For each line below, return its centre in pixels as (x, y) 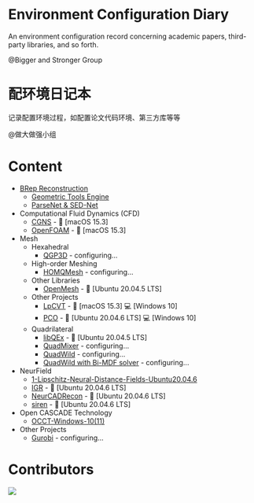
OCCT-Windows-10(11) (68, 421)
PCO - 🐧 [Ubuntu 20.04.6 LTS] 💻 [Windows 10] (120, 317)
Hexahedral (50, 246)
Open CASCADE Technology (66, 412)
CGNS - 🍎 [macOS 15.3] (70, 221)
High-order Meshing (64, 263)
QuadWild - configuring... (84, 354)
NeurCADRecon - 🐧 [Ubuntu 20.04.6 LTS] (99, 396)
